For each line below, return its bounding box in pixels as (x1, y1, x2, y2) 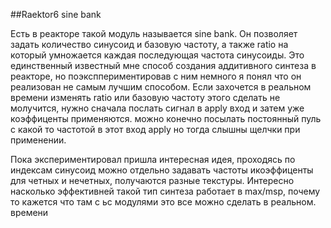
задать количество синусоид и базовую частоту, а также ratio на (10, 39, 289, 50)
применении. (10, 134, 67, 146)
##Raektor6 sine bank (10, 9, 102, 20)
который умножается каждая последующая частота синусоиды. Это (10, 49, 305, 61)
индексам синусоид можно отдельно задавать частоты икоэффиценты (10, 164, 314, 176)
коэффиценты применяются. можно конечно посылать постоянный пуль (10, 113, 322, 124)
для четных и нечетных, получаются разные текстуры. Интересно (10, 175, 295, 186)
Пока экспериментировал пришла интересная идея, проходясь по (10, 154, 296, 165)
